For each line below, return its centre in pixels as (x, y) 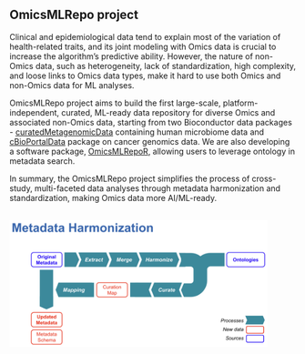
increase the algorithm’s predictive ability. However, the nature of (131, 56)
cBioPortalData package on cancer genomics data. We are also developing (150, 141)
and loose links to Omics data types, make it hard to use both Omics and (145, 76)
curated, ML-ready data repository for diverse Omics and (168, 112)
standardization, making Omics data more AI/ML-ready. (113, 197)
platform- (240, 103)
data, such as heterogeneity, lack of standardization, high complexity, (166, 66)
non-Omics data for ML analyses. (72, 85)
